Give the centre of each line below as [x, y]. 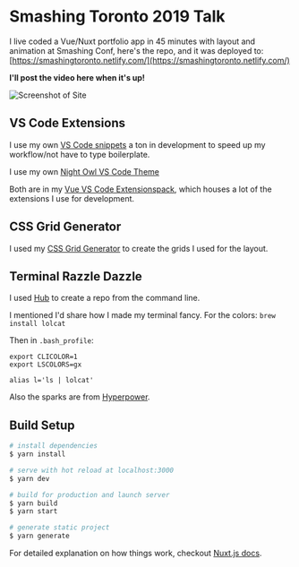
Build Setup [42, 425]
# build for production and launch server [90, 494]
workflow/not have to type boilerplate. [80, 154]
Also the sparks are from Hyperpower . [80, 397]
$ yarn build [34, 503]
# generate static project [60, 528]
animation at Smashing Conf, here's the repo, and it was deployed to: [137, 50]
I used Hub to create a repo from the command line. [105, 298]
